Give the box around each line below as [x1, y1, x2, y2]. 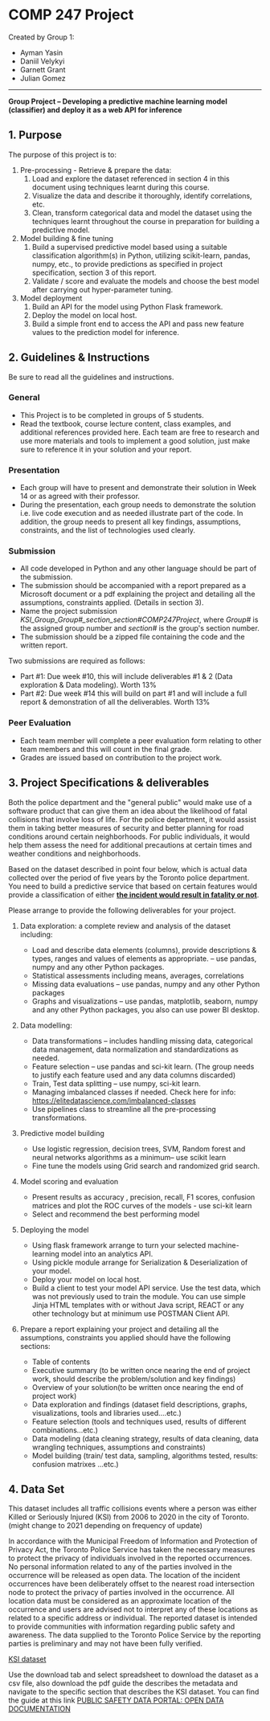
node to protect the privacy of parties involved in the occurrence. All [8, 1588, 235, 1597]
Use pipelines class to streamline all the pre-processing [31, 1104, 217, 1114]
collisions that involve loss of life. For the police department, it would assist [8, 814, 257, 824]
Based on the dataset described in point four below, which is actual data [8, 864, 247, 873]
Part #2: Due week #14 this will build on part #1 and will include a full [19, 689, 247, 698]
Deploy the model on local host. [31, 310, 137, 320]
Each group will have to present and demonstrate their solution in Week [19, 483, 257, 493]
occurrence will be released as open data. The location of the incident [8, 1571, 241, 1580]
